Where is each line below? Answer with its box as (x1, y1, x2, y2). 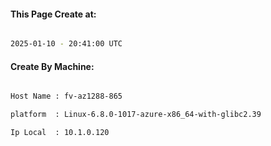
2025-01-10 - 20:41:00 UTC (10, 39, 123, 49)
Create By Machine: (10, 60, 95, 72)
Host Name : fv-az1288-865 (10, 91, 123, 102)
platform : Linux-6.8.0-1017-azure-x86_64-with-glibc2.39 (10, 110, 262, 120)
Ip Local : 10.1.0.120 (10, 128, 110, 138)
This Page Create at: (10, 8, 97, 20)
